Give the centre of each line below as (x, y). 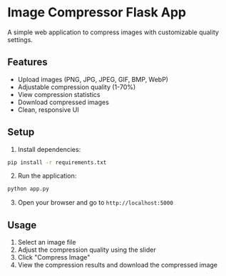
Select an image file (47, 242)
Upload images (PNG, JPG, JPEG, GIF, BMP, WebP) (93, 79)
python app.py (29, 189)
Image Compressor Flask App (97, 12)
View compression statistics (59, 94)
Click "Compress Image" (54, 257)
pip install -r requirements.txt (57, 162)
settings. (20, 39)
